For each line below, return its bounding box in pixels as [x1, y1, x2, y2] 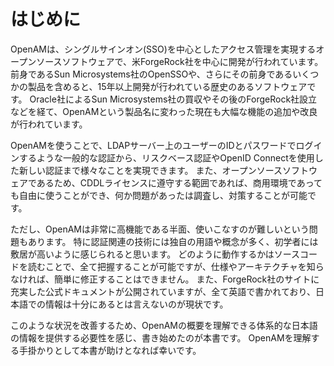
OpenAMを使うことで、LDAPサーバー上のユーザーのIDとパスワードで [10, 139, 297, 151]
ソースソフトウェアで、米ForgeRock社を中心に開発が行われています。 [36, 55, 324, 67]
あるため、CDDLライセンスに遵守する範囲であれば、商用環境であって [36, 176, 323, 189]
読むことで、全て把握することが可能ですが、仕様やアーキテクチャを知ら [27, 260, 325, 272]
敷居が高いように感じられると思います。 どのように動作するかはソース [10, 248, 300, 260]
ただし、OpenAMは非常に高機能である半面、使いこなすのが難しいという [10, 223, 310, 235]
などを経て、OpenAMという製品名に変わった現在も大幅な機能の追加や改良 [10, 105, 318, 117]
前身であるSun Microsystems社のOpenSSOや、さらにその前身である [10, 68, 293, 80]
